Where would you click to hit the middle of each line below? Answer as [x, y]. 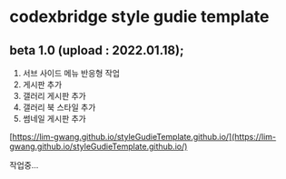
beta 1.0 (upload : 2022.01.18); [97, 50]
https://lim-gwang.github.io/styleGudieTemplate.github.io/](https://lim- [144, 137]
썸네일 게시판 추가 [54, 119]
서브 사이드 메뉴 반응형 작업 [71, 73]
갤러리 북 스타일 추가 [59, 107]
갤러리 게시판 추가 [54, 96]
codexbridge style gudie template [139, 17]
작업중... [24, 165]
